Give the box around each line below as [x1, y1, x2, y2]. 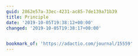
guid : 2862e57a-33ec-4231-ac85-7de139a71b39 [6, 8, 117, 15]
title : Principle [6, 14, 49, 20]
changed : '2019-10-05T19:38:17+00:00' [6, 25, 101, 31]
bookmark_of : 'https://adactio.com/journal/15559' [6, 41, 133, 47]
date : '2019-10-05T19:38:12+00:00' [6, 19, 94, 25]
